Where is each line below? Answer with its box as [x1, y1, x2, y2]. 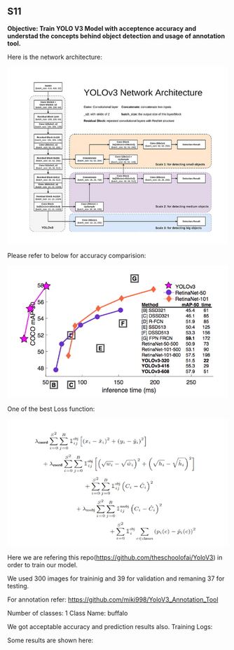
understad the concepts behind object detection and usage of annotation [7, 32, 226, 40]
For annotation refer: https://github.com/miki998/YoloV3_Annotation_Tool [7, 595, 219, 604]
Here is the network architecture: [7, 53, 103, 61]
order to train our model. [7, 560, 78, 569]
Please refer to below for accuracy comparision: [7, 252, 146, 260]
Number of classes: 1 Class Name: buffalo [7, 609, 128, 617]
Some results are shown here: [7, 636, 94, 644]
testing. [7, 581, 29, 590]
